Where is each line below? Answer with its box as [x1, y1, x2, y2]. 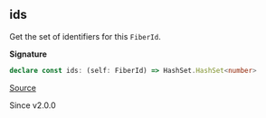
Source [9, 82, 36, 93]
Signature [9, 49, 48, 59]
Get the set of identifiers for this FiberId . [9, 31, 161, 41]
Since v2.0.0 [9, 99, 56, 111]
